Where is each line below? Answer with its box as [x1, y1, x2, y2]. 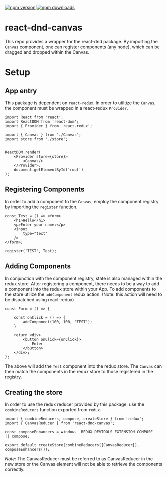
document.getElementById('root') [14, 167, 84, 172]
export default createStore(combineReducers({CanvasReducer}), [5, 443, 140, 448]
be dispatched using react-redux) [5, 296, 74, 302]
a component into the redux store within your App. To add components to [5, 286, 156, 292]
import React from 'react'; [5, 115, 64, 120]
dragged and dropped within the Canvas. [5, 49, 90, 55]
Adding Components [5, 262, 71, 271]
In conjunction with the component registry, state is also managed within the [5, 275, 162, 281]
